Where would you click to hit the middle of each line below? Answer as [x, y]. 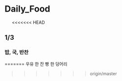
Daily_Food [27, 9]
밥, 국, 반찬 [17, 52]
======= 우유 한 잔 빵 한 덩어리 [36, 64]
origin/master [103, 73]
